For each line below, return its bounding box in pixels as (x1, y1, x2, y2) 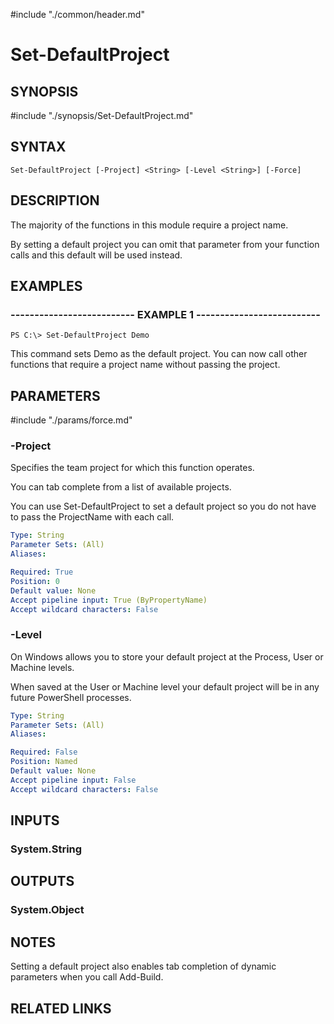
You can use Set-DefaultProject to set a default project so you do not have (10, 500, 317, 513)
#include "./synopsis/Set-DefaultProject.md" (10, 110, 194, 121)
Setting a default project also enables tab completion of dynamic (10, 960, 277, 973)
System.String (10, 842, 83, 856)
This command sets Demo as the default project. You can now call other (10, 348, 308, 360)
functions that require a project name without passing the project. (10, 359, 281, 371)
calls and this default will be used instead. (10, 249, 183, 261)
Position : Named (10, 757, 78, 767)
